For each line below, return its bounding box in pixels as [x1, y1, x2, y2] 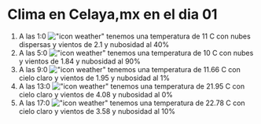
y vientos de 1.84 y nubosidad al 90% [18, 57, 141, 66]
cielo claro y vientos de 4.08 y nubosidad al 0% [18, 89, 174, 99]
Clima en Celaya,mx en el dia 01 [7, 5, 218, 24]
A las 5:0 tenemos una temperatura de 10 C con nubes [18, 48, 254, 57]
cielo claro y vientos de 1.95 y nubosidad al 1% [18, 73, 171, 82]
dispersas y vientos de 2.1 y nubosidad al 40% [18, 39, 170, 49]
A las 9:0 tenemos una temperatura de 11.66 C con [18, 64, 241, 74]
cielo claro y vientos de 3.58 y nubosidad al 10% [18, 106, 176, 115]
